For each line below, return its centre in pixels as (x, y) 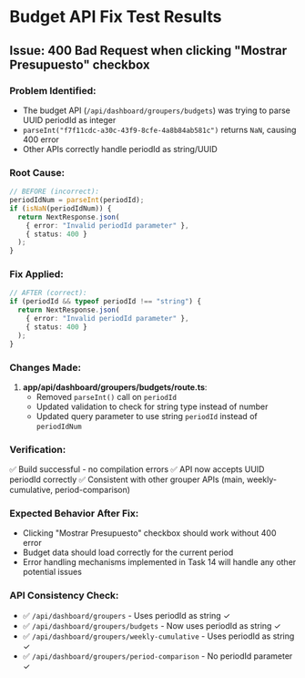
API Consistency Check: (64, 596)
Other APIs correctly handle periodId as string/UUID (120, 149)
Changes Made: (46, 367)
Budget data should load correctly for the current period (128, 552)
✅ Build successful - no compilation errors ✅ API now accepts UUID (137, 469)
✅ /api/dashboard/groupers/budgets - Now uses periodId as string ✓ (152, 625)
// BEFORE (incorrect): (55, 192)
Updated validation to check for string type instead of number (152, 406)
